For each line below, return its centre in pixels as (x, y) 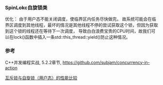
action (11, 68)
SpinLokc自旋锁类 (26, 7)
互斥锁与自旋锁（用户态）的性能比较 (41, 78)
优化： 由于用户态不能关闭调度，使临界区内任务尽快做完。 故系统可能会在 (78, 19)
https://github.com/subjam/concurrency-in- (106, 62)
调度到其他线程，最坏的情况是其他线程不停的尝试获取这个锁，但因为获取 (86, 25)
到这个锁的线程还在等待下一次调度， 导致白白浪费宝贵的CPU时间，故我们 (78, 31)
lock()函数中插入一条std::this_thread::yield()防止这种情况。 (72, 37)
